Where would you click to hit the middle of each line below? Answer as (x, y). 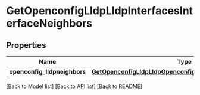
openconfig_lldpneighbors (48, 72)
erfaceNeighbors (49, 23)
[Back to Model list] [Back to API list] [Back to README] (74, 86)
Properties (26, 45)
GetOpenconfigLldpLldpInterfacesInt (100, 11)
